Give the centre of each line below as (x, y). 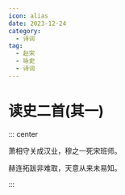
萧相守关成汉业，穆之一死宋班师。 (65, 150)
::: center (23, 134)
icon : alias (28, 16)
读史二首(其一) (56, 111)
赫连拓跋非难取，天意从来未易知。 (65, 167)
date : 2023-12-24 (37, 23)
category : (25, 31)
